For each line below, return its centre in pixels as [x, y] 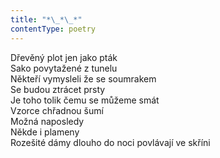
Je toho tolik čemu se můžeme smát [85, 100]
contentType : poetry [53, 29]
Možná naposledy [47, 121]
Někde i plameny [45, 132]
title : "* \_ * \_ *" [46, 19]
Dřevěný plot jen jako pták [64, 57]
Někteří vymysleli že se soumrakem [83, 78]
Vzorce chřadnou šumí [57, 110]
